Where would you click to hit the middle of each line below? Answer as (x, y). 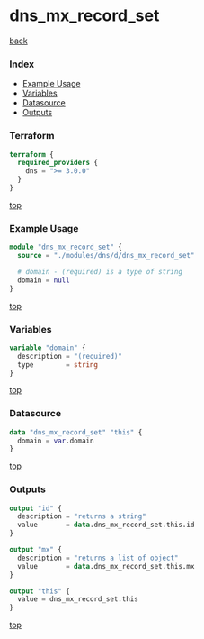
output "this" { (40, 591)
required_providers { (58, 163)
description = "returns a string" (82, 516)
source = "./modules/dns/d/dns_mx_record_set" (106, 256)
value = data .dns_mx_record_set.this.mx (106, 566)
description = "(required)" (70, 356)
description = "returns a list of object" (98, 558)
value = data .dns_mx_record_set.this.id (106, 525)
